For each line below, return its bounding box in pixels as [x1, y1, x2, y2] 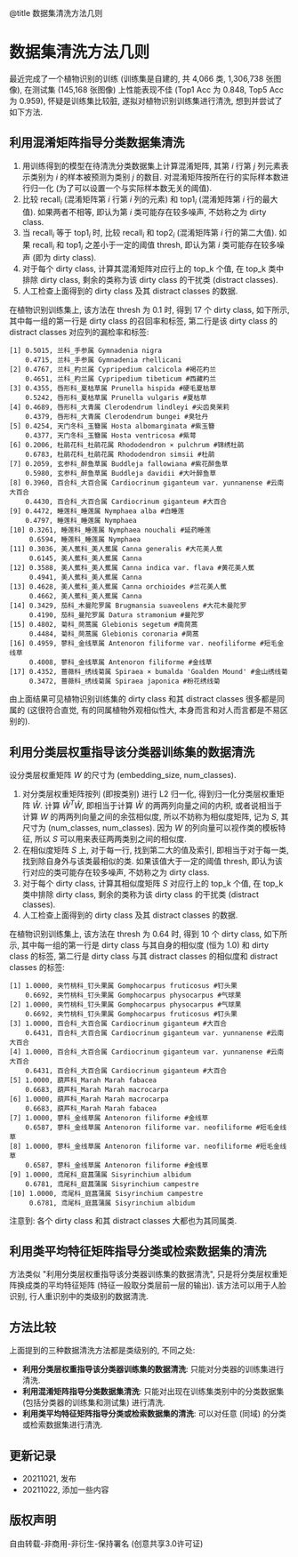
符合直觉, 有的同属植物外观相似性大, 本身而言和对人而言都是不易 [45, 705, 280, 716]
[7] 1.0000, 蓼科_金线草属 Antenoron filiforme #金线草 [9, 1113, 209, 1122]
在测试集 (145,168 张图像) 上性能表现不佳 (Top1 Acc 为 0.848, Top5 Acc [24, 84, 285, 95]
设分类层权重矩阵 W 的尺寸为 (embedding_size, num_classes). [9, 769, 238, 780]
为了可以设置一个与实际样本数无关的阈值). [58, 182, 212, 193]
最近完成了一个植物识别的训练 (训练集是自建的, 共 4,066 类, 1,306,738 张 [9, 73, 274, 84]
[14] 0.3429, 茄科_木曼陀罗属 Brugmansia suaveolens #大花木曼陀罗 [9, 601, 247, 611]
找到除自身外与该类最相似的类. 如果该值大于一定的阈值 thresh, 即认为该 [21, 855, 283, 866]
